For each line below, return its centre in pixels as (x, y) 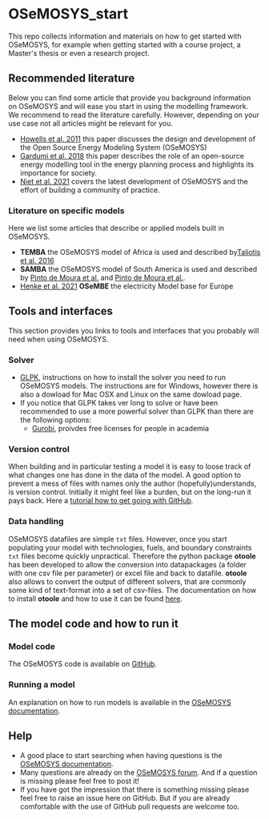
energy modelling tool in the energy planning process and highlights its (137, 164)
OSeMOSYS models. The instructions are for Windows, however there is (139, 386)
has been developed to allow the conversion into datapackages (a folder (127, 564)
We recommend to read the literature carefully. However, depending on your (134, 115)
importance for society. (58, 172)
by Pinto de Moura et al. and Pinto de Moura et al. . (102, 278)
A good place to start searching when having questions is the (121, 755)
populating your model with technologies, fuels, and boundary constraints (130, 547)
